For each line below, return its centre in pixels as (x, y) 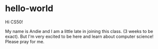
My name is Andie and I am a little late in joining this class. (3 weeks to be (79, 31)
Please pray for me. (25, 41)
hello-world (29, 8)
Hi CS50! (14, 22)
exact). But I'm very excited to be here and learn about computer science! (79, 36)
